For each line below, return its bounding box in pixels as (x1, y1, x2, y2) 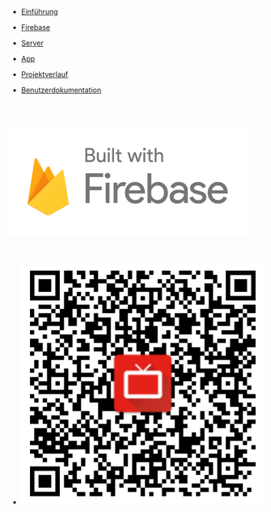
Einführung (20, 7, 59, 16)
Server (20, 38, 44, 48)
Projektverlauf (20, 70, 69, 79)
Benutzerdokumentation (20, 85, 102, 95)
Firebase (20, 23, 51, 32)
